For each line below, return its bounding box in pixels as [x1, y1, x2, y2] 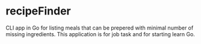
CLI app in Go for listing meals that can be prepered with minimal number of [5, 24, 194, 31]
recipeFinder [5, 4, 71, 18]
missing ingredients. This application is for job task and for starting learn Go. [5, 30, 195, 37]
